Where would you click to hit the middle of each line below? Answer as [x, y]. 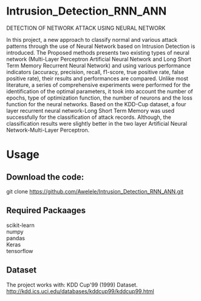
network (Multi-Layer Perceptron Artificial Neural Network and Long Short [99, 59]
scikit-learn [20, 225]
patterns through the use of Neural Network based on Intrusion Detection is [101, 46]
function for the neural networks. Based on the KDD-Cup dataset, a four [96, 104]
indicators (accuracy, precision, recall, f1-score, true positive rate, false [95, 72]
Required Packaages [46, 211]
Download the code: [45, 177]
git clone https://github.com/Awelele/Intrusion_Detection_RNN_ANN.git [95, 191]
